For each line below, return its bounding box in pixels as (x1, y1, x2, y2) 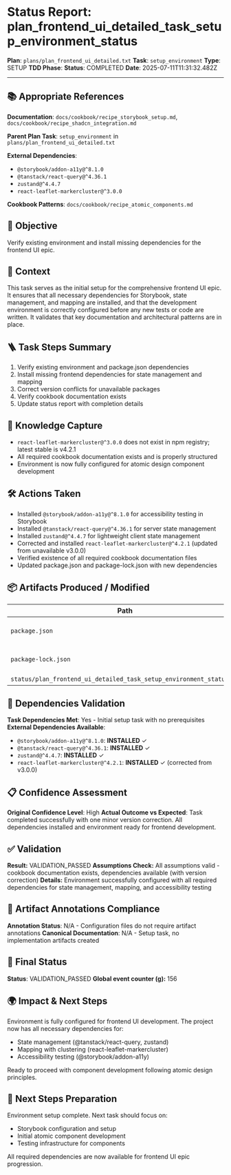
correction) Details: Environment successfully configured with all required (7, 876, 217, 884)
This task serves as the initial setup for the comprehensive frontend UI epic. (7, 284, 222, 292)
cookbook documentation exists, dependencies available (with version (7, 869, 207, 877)
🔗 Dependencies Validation (7, 697, 126, 710)
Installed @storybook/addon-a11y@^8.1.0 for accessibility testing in (16, 509, 203, 518)
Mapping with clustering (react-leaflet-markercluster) (16, 1045, 168, 1053)
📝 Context (7, 265, 50, 277)
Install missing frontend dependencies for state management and (16, 370, 202, 379)
